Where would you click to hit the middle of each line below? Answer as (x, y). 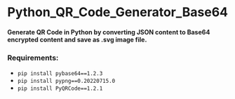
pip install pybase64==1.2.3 (60, 74)
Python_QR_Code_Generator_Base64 (118, 12)
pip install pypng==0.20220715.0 (66, 81)
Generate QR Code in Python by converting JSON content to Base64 (109, 32)
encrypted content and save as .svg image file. (77, 39)
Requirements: (33, 58)
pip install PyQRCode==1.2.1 (60, 88)
